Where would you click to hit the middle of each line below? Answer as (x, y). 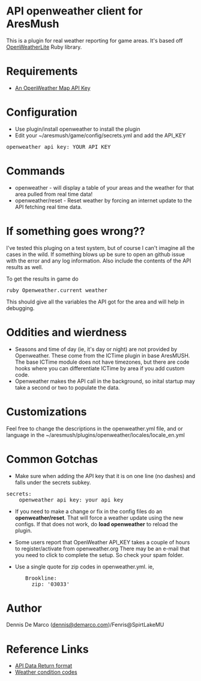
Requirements (42, 71)
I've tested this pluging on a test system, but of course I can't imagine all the (100, 247)
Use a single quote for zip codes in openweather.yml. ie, (84, 567)
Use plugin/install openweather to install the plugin (78, 129)
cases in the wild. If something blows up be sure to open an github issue (95, 254)
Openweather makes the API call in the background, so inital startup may (105, 381)
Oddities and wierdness (67, 332)
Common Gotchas (52, 459)
